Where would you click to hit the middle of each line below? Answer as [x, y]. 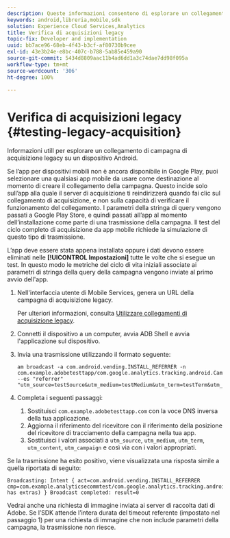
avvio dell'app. [28, 279]
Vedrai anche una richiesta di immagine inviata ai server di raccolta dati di [111, 506]
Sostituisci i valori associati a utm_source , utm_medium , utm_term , [116, 441]
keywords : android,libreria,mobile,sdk [64, 20]
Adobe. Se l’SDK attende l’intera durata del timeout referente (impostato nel [114, 513]
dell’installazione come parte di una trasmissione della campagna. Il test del [114, 222]
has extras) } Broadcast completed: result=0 [73, 493]
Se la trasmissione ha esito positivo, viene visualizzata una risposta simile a [113, 461]
